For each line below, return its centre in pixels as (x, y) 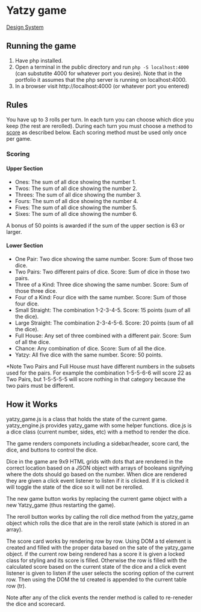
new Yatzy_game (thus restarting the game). (61, 505)
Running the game (41, 46)
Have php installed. (39, 60)
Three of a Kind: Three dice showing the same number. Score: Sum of (101, 284)
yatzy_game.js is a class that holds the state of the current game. (87, 419)
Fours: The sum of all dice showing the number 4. (76, 201)
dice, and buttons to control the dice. (52, 450)
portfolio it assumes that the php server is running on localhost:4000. (101, 79)
